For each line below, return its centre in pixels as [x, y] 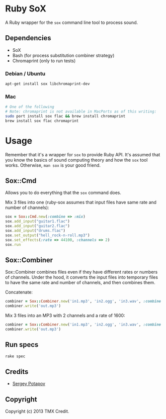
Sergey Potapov [29, 384]
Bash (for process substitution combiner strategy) [63, 55]
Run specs [22, 345]
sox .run [13, 244]
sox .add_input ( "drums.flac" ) [35, 231]
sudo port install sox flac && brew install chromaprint [65, 116]
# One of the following [30, 107]
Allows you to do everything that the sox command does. [63, 193]
